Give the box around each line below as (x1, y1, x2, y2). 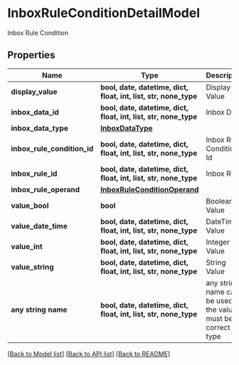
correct (206, 322, 230, 332)
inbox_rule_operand (11, 184, 80, 194)
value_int (11, 241, 43, 251)
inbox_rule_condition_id (11, 144, 94, 154)
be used (206, 295, 233, 305)
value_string (11, 262, 54, 272)
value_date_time (11, 221, 68, 231)
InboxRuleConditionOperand (100, 184, 199, 194)
